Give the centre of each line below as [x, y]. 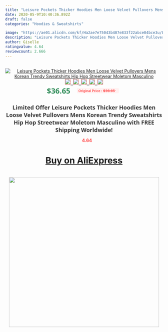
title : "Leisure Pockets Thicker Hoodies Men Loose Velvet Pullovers [79, 10]
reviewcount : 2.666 [25, 51]
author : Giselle [22, 42]
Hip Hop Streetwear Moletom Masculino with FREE [84, 122]
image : [12, 33]
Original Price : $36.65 [97, 90]
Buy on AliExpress [84, 161]
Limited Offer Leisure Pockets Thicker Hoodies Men [84, 107]
